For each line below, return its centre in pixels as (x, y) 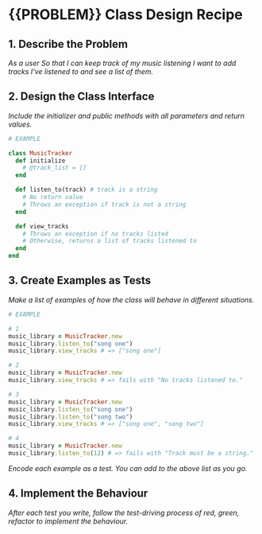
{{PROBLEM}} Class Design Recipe (126, 15)
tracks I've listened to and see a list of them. (81, 72)
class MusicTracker (40, 153)
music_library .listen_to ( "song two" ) (71, 417)
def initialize (40, 161)
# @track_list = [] (55, 168)
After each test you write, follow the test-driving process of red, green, (124, 513)
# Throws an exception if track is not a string (104, 205)
